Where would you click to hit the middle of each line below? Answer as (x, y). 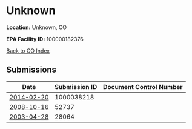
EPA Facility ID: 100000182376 (45, 39)
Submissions (31, 70)
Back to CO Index (28, 51)
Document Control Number (143, 87)
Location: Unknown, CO (37, 27)
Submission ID (76, 87)
